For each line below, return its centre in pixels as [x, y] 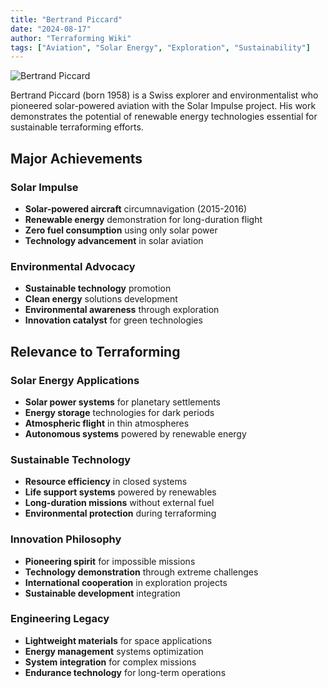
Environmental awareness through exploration [122, 310]
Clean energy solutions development [101, 299]
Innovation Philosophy [66, 539]
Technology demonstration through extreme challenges [141, 572]
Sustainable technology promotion [98, 288]
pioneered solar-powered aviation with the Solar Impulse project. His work [163, 106]
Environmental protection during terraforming [120, 513]
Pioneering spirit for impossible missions [110, 561]
